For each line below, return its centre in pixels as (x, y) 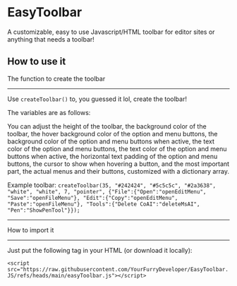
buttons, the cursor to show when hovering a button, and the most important (119, 164)
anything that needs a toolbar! (51, 39)
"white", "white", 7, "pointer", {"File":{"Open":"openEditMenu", (107, 191)
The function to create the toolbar (56, 78)
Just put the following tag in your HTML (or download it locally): (100, 250)
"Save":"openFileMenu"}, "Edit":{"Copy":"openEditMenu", (93, 198)
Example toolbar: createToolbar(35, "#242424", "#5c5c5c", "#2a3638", (112, 185)
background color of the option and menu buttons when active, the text (111, 141)
